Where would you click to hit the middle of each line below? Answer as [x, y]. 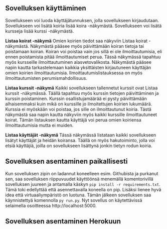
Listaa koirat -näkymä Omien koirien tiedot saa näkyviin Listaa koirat [76, 41]
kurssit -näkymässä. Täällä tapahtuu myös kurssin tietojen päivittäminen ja [82, 93]
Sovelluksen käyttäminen [46, 8]
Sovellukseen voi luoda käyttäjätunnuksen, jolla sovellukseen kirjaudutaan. [82, 20]
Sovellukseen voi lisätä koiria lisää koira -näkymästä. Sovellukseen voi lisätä [83, 26]
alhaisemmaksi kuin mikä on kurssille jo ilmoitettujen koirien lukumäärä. [79, 104]
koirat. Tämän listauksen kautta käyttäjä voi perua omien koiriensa [73, 120]
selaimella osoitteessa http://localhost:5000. [51, 205]
